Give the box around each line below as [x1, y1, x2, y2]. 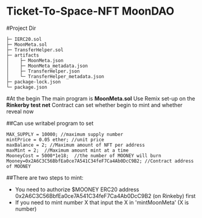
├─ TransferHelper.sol [6, 47, 64, 53]
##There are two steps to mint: [6, 174, 84, 181]
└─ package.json [6, 84, 47, 90]
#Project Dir [6, 24, 36, 32]
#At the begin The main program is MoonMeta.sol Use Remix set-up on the [6, 94, 195, 102]
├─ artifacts [6, 52, 39, 58]
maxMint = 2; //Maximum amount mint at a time [6, 147, 129, 153]
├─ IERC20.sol [6, 36, 42, 42]
